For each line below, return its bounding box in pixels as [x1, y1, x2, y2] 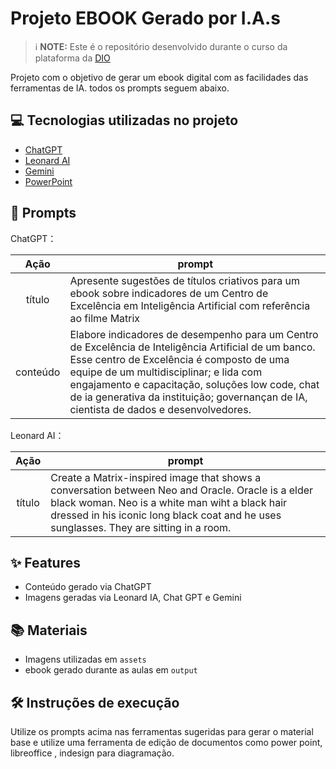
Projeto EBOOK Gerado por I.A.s [10, 7, 281, 30]
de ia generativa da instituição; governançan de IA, [69, 390, 308, 404]
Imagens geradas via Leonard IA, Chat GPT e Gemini [24, 592, 242, 604]
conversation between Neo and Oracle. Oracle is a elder [50, 483, 314, 497]
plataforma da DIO [34, 52, 111, 64]
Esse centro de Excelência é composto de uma [69, 352, 290, 366]
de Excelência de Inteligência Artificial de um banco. [69, 340, 316, 354]
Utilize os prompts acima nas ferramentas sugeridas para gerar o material [10, 726, 314, 737]
